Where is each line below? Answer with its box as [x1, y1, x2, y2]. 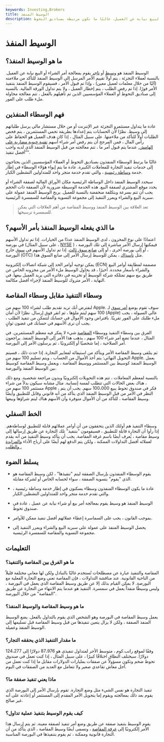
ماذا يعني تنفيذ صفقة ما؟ [5, 676, 57, 683]
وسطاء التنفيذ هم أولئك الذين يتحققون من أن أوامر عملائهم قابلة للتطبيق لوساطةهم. [5, 423, 157, 428]
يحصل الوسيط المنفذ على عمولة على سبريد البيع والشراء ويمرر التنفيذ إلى [12, 525, 146, 530]
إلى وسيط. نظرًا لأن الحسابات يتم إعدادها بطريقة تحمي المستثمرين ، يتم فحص [5, 129, 147, 134]
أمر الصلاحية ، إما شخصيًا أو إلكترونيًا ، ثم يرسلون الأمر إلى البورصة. [5, 340, 126, 346]
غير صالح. [5, 697, 23, 703]
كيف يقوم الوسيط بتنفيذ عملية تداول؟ [5, 710, 83, 716]
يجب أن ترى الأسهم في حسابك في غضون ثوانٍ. [5, 320, 91, 326]
